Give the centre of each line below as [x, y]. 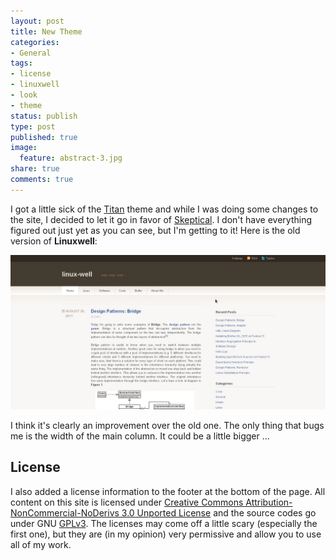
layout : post [37, 21]
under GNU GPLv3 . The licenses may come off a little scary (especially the [164, 523]
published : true [44, 137]
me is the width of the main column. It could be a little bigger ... [140, 436]
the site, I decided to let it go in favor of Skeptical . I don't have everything [161, 219]
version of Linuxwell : [54, 241]
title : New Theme [46, 31]
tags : [21, 63]
